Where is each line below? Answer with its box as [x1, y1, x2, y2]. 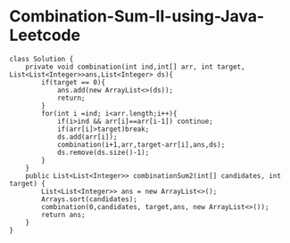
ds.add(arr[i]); [56, 132, 118, 142]
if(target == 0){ [41, 77, 105, 86]
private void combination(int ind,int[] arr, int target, [25, 62, 245, 71]
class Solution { [9, 54, 74, 63]
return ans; [41, 210, 87, 219]
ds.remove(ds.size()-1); [56, 148, 150, 157]
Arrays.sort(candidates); [41, 194, 138, 204]
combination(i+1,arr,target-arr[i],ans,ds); [56, 140, 226, 149]
